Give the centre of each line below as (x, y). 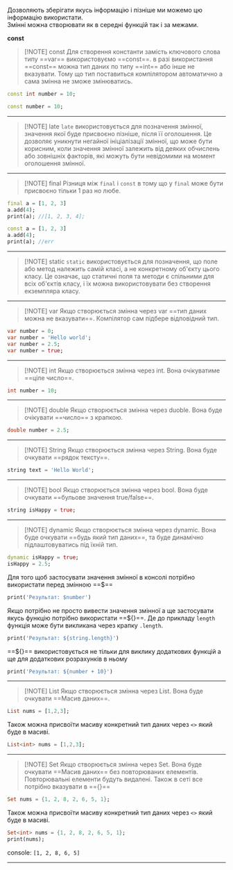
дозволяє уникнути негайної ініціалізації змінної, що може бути (118, 141)
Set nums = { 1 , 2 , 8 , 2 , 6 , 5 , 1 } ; (59, 799)
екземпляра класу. (52, 291)
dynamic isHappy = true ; (43, 557)
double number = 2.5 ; (38, 430)
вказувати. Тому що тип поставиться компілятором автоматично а (123, 74)
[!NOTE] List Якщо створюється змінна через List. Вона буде (113, 691)
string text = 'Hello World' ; (51, 470)
